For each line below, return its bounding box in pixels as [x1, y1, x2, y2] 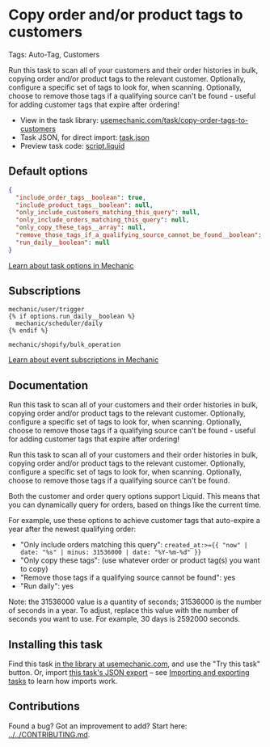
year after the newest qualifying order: [8, 524, 136, 534]
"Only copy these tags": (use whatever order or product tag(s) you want [19, 555, 260, 565]
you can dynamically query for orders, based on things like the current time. [8, 500, 261, 510]
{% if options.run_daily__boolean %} [8, 313, 136, 321]
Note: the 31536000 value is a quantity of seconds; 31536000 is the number [8, 597, 263, 607]
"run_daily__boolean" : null [15, 238, 111, 247]
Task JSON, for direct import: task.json [19, 132, 150, 142]
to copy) [19, 564, 49, 574]
